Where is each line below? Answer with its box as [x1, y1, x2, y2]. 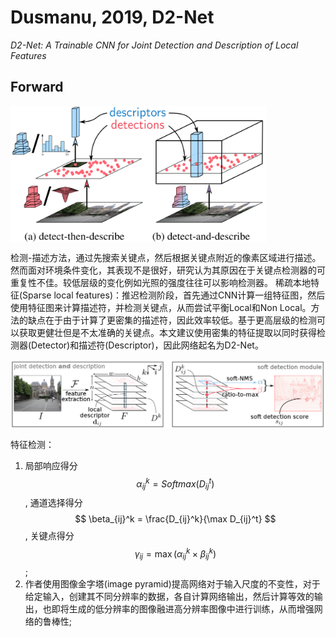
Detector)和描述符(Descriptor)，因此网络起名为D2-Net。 [31, 339, 264, 351]
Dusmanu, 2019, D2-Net [10, 6, 215, 29]
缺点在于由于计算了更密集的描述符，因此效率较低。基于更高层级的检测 [27, 314, 317, 326]
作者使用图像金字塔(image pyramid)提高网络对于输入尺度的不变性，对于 [24, 577, 321, 590]
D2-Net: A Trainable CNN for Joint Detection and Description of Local [10, 39, 299, 51]
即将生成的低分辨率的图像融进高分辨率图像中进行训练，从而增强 [51, 602, 315, 615]
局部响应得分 [24, 459, 78, 471]
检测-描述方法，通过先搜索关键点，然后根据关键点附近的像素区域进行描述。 [10, 252, 322, 264]
